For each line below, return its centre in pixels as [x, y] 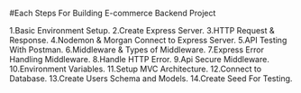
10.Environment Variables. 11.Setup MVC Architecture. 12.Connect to [136, 69]
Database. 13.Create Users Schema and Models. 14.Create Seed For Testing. [151, 79]
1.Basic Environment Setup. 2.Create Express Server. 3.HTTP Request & [142, 30]
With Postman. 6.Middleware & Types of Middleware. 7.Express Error [137, 50]
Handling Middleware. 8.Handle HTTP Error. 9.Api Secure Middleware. [140, 59]
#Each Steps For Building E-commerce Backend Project [113, 13]
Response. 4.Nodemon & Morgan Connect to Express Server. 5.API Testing [148, 40]
